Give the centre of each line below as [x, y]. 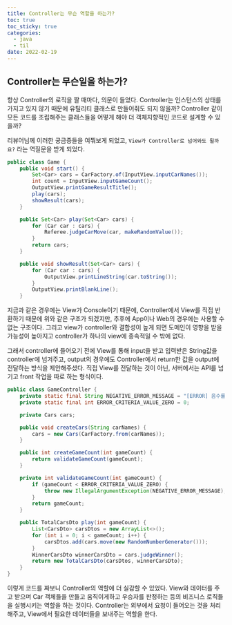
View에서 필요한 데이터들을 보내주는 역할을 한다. [92, 614]
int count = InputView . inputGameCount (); [93, 181]
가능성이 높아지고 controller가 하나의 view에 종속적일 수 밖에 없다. [96, 336]
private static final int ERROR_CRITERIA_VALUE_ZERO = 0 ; [105, 402]
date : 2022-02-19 [32, 52]
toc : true [21, 20]
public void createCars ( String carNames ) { [83, 427]
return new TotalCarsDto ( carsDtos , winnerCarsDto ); [108, 561]
